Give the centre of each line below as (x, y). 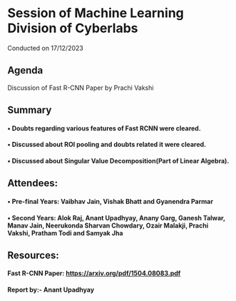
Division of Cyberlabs (73, 28)
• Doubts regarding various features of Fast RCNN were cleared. (104, 128)
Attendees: (33, 183)
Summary (30, 110)
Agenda (25, 70)
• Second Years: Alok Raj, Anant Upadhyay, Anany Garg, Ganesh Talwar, (117, 218)
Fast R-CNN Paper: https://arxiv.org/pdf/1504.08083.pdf (94, 273)
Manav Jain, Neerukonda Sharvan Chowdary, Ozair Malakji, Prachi (108, 225)
